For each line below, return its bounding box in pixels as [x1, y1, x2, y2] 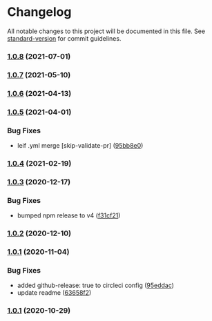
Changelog [7, 4, 72, 20]
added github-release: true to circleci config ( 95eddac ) [17, 281, 175, 290]
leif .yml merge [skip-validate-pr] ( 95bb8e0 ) [17, 141, 144, 149]
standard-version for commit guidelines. [7, 34, 122, 42]
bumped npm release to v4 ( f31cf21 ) [17, 211, 121, 220]
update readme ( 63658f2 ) [17, 289, 92, 297]
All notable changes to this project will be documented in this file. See [7, 27, 206, 35]
